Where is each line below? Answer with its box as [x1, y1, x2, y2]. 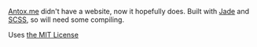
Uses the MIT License [8, 31, 79, 39]
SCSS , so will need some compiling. [8, 15, 124, 24]
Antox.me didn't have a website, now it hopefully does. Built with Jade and [8, 7, 250, 16]
